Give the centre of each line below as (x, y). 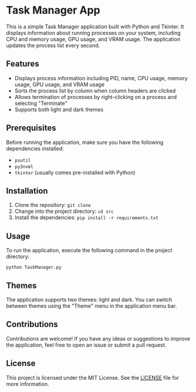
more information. (28, 384)
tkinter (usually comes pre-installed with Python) (75, 172)
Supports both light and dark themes (59, 109)
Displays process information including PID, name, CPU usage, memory (101, 78)
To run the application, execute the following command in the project (89, 251)
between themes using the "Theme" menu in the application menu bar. (92, 306)
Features (23, 64)
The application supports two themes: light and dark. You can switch (89, 299)
